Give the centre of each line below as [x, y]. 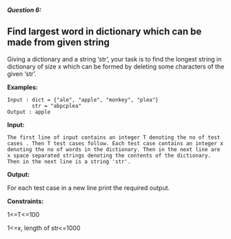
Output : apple [29, 112]
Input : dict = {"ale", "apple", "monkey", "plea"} [83, 99]
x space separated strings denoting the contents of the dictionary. [109, 155]
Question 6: [24, 10]
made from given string [59, 42]
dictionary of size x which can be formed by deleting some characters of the [116, 66]
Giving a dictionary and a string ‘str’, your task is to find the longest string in [114, 59]
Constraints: [26, 201]
